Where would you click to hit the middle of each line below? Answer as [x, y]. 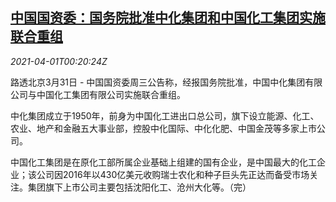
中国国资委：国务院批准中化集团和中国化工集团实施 [168, 18]
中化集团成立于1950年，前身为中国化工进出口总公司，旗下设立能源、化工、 [165, 115]
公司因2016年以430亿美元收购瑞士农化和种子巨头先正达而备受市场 [173, 174]
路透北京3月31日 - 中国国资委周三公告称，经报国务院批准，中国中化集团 [158, 82]
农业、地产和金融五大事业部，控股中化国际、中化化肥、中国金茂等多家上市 [163, 128]
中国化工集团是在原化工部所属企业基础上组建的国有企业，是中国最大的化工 [163, 162]
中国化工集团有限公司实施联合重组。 [111, 94]
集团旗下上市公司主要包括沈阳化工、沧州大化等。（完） [139, 187]
